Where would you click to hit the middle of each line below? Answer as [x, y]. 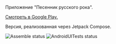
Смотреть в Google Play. [32, 17]
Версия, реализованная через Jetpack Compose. [58, 26]
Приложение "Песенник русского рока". [49, 7]
